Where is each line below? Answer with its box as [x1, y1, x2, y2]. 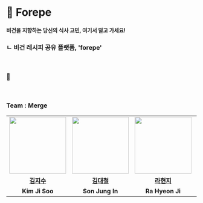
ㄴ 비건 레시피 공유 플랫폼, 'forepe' [6, 43, 102, 52]
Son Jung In [82, 187, 118, 195]
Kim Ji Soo [22, 187, 54, 195]
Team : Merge [6, 101, 48, 110]
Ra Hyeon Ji [145, 187, 181, 195]
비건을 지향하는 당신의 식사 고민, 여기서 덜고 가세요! [6, 27, 126, 34]
